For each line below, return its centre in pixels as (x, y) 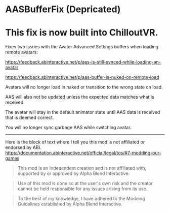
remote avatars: (22, 52)
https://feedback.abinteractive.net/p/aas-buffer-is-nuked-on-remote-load (82, 77)
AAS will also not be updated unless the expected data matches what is (80, 97)
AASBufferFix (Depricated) (63, 9)
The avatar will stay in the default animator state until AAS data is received (83, 112)
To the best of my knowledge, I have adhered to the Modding (81, 199)
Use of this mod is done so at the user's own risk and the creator (85, 184)
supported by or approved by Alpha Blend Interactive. (74, 173)
